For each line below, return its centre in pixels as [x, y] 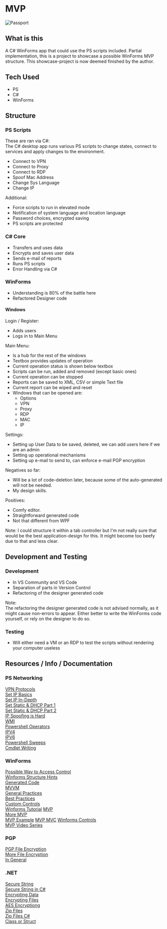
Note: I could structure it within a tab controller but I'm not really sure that [81, 530]
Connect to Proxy [30, 167]
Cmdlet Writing [21, 748]
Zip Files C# [18, 916]
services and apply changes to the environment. [55, 152]
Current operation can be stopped [48, 377]
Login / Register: [22, 321]
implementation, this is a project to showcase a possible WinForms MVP [79, 56]
